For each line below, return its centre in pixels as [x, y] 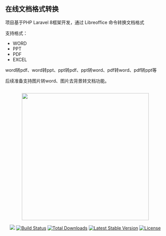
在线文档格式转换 [32, 9]
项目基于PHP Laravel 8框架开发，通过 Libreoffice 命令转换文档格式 [75, 22]
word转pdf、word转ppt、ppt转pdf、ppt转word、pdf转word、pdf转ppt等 [81, 70]
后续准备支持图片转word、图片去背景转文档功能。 [57, 81]
